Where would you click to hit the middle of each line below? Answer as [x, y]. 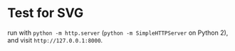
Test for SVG [46, 13]
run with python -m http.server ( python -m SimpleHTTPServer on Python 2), [118, 33]
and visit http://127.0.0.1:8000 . [55, 40]
